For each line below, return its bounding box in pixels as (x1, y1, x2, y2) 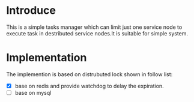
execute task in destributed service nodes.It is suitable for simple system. (6, 29, 188, 37)
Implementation (6, 51, 87, 65)
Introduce (6, 4, 56, 17)
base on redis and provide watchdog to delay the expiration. (14, 82, 164, 89)
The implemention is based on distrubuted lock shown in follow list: (6, 70, 173, 78)
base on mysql (14, 89, 52, 96)
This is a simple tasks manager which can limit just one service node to (6, 23, 183, 31)
